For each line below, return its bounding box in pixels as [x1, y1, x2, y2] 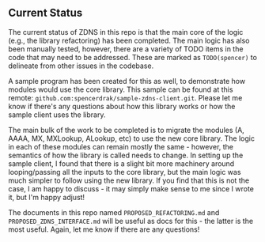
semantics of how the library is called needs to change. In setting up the [8, 150, 244, 160]
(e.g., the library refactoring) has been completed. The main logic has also [8, 36, 250, 45]
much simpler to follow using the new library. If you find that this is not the [8, 176, 250, 185]
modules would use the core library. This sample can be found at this [8, 85, 233, 94]
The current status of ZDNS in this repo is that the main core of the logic [8, 27, 244, 36]
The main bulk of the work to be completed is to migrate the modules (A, [8, 125, 245, 134]
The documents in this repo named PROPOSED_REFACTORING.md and [8, 207, 220, 217]
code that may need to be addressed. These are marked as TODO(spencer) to [8, 52, 257, 62]
